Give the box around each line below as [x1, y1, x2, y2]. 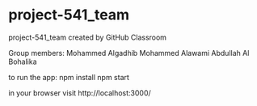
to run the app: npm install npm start [8, 72, 129, 82]
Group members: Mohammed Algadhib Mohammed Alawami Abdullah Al [8, 48, 250, 57]
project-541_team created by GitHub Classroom [8, 32, 167, 42]
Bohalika [8, 57, 38, 66]
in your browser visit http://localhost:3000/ [8, 87, 151, 98]
